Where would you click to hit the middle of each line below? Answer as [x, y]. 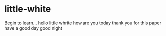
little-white [28, 9]
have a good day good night [34, 28]
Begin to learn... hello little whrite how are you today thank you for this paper [83, 23]
